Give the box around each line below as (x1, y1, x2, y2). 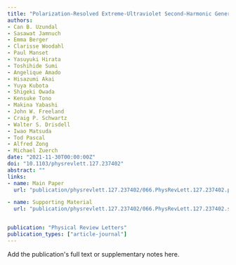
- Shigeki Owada (7, 88, 55, 95)
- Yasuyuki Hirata (7, 56, 61, 63)
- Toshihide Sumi (7, 62, 58, 69)
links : (7, 173, 27, 180)
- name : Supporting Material (7, 199, 93, 206)
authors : (7, 17, 33, 24)
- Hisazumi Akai (7, 75, 55, 83)
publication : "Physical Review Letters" (7, 224, 128, 231)
